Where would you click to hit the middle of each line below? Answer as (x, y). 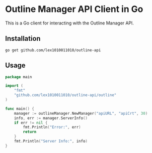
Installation (23, 39)
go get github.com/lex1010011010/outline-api (53, 50)
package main (19, 77)
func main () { (20, 109)
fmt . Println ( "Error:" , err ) (52, 127)
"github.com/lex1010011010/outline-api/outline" (65, 95)
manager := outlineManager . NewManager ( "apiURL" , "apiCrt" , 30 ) (81, 113)
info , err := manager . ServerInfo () (51, 118)
